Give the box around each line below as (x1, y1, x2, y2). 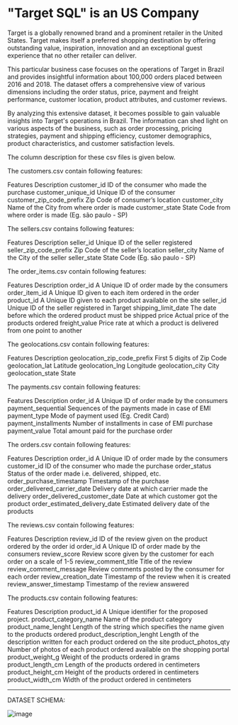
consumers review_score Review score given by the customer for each (7, 549, 215, 558)
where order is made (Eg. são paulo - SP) (7, 210, 128, 219)
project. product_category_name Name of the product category (7, 615, 193, 623)
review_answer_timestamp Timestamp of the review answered (7, 579, 189, 588)
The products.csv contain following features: (7, 594, 138, 602)
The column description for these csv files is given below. (7, 153, 176, 161)
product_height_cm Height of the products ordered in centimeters (7, 667, 200, 676)
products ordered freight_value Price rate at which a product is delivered (7, 318, 219, 327)
